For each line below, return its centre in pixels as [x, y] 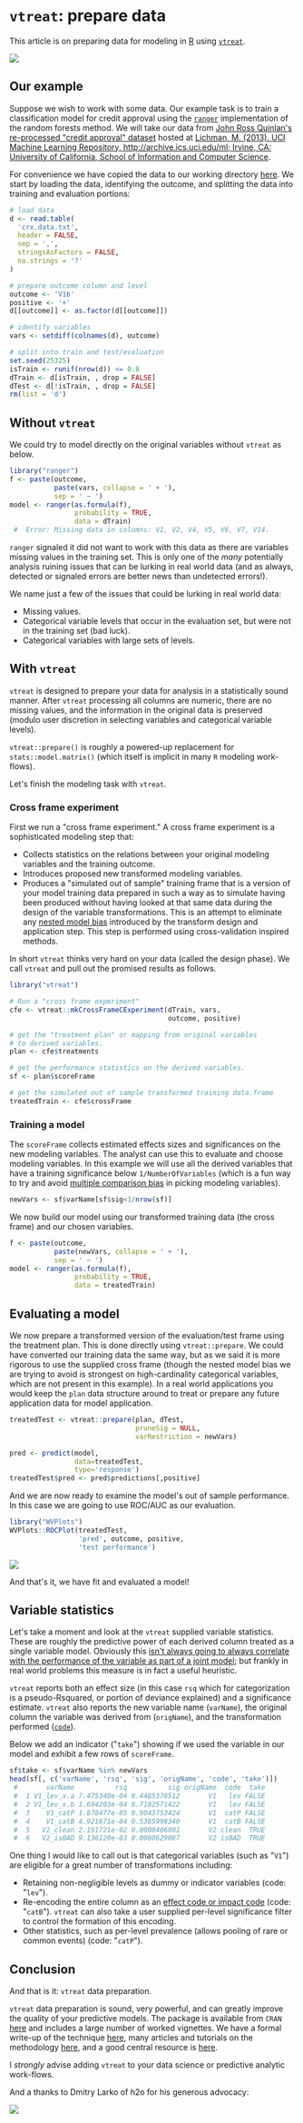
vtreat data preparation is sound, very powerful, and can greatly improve [147, 2009]
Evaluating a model [64, 1313]
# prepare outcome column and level [78, 286]
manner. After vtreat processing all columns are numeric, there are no [141, 700]
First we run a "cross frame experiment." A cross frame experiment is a [142, 827]
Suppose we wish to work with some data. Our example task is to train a [144, 108]
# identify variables [50, 328]
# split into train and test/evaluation [87, 352]
